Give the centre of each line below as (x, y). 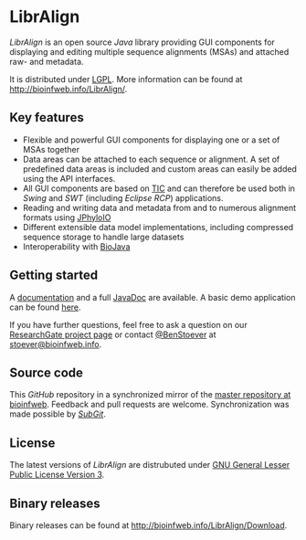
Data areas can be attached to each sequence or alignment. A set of (151, 159)
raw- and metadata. (47, 61)
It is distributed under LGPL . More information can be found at (126, 79)
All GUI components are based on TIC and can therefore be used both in (158, 188)
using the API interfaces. (69, 178)
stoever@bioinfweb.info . (56, 344)
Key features (47, 117)
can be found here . (45, 307)
